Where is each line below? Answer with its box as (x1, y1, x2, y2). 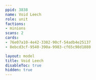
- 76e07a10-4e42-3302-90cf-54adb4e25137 (5, 40, 91, 45)
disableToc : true (5, 63, 42, 68)
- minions (5, 26, 26, 31)
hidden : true (5, 67, 33, 72)
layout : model (5, 53, 35, 58)
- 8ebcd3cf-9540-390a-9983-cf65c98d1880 (5, 44, 91, 49)
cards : (5, 35, 19, 40)
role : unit (5, 16, 28, 21)
